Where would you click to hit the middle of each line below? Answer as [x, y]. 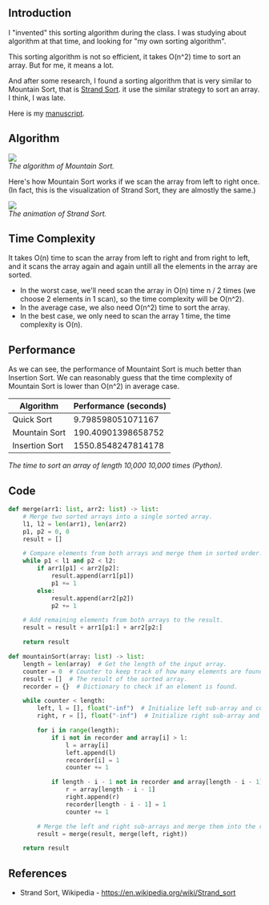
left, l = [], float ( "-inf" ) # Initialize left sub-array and [145, 708]
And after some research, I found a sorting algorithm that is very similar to [130, 80]
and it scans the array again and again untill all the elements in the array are [133, 266]
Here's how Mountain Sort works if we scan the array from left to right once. [134, 181]
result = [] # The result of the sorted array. [105, 679]
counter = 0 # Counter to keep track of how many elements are [132, 672]
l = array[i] [87, 745]
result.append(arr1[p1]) [92, 576]
